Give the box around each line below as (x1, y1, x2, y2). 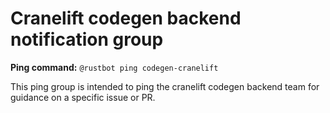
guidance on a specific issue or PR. (10, 91, 156, 103)
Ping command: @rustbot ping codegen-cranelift (10, 61, 219, 73)
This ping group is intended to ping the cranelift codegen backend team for (10, 80, 320, 92)
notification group (10, 28, 164, 51)
